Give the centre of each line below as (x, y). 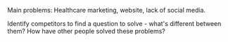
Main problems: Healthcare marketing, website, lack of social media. (107, 10)
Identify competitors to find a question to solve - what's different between (114, 23)
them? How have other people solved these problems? (86, 31)
